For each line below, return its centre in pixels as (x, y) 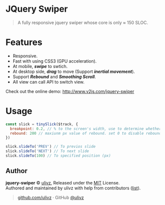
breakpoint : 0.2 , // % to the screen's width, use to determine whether (86, 129)
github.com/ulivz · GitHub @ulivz (51, 197)
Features (24, 42)
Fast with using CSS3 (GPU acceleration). (55, 61)
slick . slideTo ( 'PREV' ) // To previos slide (51, 147)
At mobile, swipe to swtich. (40, 66)
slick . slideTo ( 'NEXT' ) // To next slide (47, 151)
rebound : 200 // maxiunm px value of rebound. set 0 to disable (77, 133)
